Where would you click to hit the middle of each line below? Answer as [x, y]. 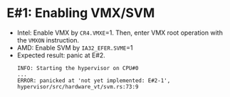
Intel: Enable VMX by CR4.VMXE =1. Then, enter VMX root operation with [120, 33]
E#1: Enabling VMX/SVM [81, 13]
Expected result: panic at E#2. [61, 55]
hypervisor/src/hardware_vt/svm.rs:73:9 [78, 86]
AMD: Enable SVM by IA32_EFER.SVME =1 [75, 47]
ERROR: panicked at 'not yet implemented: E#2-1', [94, 80]
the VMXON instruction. [48, 40]
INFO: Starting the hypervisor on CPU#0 [78, 68]
